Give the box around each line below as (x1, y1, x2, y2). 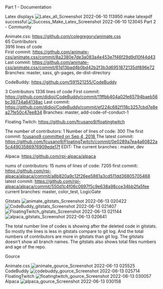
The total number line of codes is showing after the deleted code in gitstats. (5, 223, 157, 229)
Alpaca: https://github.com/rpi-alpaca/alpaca (5, 153, 96, 159)
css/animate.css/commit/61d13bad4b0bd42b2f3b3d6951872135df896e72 (5, 64, 155, 70)
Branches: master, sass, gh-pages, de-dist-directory (5, 70, 111, 75)
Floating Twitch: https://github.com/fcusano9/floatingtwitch (5, 119, 125, 124)
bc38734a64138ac (5, 99, 43, 104)
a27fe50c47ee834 (5, 109, 42, 115)
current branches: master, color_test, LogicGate (5, 189, 101, 194)
